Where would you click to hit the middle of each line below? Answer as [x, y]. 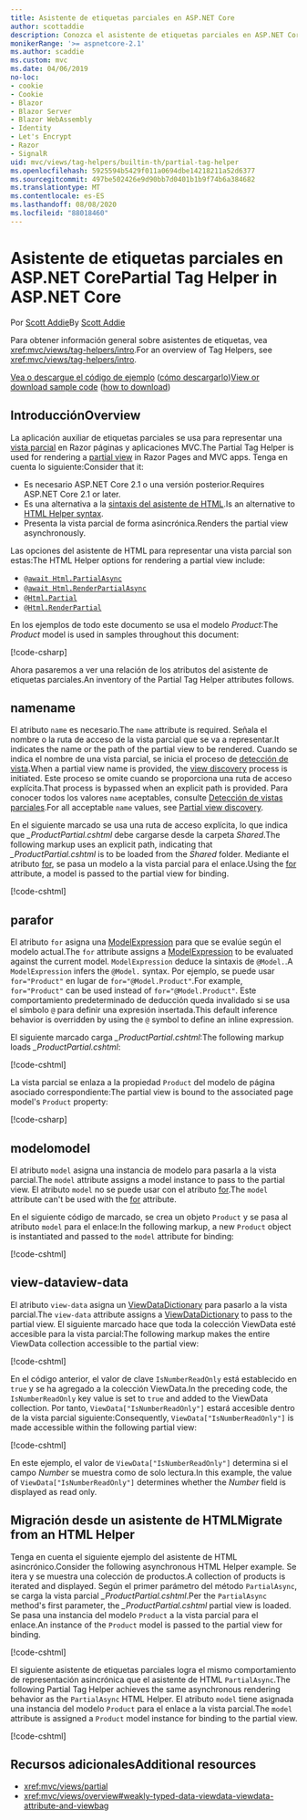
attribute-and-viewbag [66, 1806]
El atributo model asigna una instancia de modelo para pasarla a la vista [143, 1170]
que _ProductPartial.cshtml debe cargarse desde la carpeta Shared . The [145, 835]
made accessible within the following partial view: [103, 1427]
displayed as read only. [54, 1491]
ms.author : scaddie [47, 52]
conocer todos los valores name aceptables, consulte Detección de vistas [147, 798]
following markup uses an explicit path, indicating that [112, 844]
